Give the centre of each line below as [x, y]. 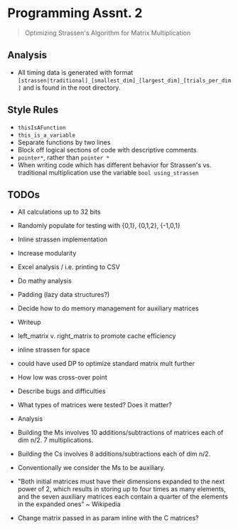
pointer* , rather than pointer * [64, 157]
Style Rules [33, 110]
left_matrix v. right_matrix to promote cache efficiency [97, 336]
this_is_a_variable [47, 135]
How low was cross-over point [63, 377]
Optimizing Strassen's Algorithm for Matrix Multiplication [108, 33]
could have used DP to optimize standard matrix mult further [106, 364]
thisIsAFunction [42, 127]
